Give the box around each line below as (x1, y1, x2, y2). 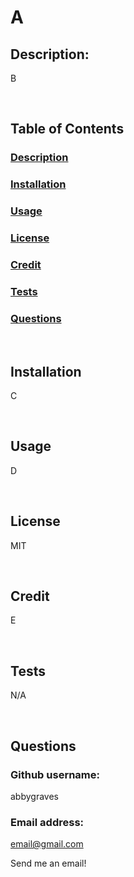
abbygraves (10, 790, 59, 802)
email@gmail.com (10, 838, 84, 850)
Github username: (10, 767, 100, 781)
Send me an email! (10, 857, 87, 870)
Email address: (10, 815, 85, 829)
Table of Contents (10, 121, 125, 138)
